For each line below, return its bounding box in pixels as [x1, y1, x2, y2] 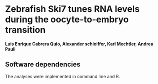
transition [5, 25, 46, 35]
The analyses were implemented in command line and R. [5, 73, 120, 79]
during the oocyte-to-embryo [5, 14, 129, 25]
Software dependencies [5, 60, 80, 69]
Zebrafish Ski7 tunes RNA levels [5, 3, 140, 15]
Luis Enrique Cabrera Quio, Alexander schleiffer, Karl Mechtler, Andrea [5, 41, 154, 47]
